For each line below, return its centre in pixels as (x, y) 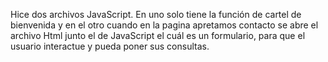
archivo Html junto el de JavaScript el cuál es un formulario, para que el (158, 35)
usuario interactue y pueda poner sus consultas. (110, 46)
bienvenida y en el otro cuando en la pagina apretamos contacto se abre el (164, 25)
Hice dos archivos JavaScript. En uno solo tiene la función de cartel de (156, 14)
